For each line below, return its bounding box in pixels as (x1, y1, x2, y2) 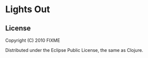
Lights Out (5, 4, 50, 15)
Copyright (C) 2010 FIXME (5, 37, 60, 43)
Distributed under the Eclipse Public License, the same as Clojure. (5, 47, 143, 53)
